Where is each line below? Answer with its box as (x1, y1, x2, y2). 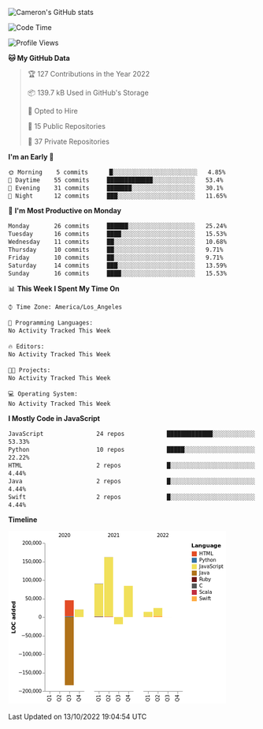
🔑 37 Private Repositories (27, 137, 110, 146)
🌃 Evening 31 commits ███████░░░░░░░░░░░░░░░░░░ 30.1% (8, 184, 224, 192)
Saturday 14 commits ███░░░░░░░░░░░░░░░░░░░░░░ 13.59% (8, 261, 227, 269)
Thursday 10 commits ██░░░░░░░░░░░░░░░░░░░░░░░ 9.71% (8, 246, 224, 254)
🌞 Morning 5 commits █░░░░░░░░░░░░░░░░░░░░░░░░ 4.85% (8, 168, 226, 176)
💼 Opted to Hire (27, 107, 79, 115)
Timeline (8, 515, 38, 524)
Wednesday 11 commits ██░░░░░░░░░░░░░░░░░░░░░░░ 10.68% (8, 238, 227, 246)
